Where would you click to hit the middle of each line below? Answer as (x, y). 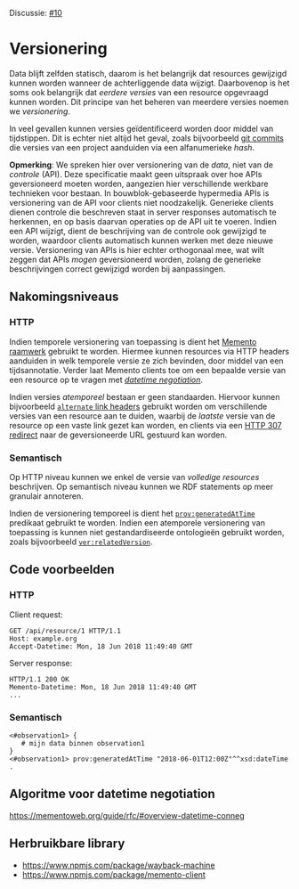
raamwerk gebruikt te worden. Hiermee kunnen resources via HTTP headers (149, 351)
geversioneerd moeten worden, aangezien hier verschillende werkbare (139, 184)
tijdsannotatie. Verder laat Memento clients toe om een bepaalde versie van (148, 370)
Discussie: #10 (36, 13)
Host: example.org (43, 639)
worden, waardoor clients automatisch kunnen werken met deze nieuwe (141, 241)
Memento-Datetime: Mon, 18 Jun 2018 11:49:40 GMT (103, 687)
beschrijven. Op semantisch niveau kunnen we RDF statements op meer (141, 486)
